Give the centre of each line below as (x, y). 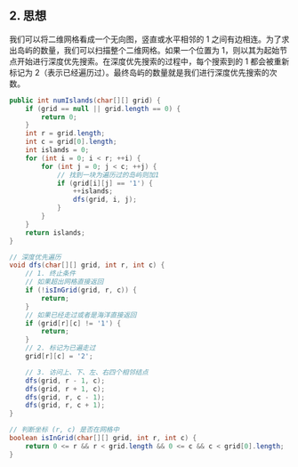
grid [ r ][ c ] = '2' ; (59, 357)
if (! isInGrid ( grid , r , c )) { (81, 290)
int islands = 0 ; (57, 150)
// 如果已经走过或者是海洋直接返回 (81, 315)
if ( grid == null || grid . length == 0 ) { (103, 109)
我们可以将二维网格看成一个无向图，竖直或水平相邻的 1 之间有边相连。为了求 (149, 39)
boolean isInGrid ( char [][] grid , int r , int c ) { (103, 439)
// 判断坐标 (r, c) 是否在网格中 (64, 430)
